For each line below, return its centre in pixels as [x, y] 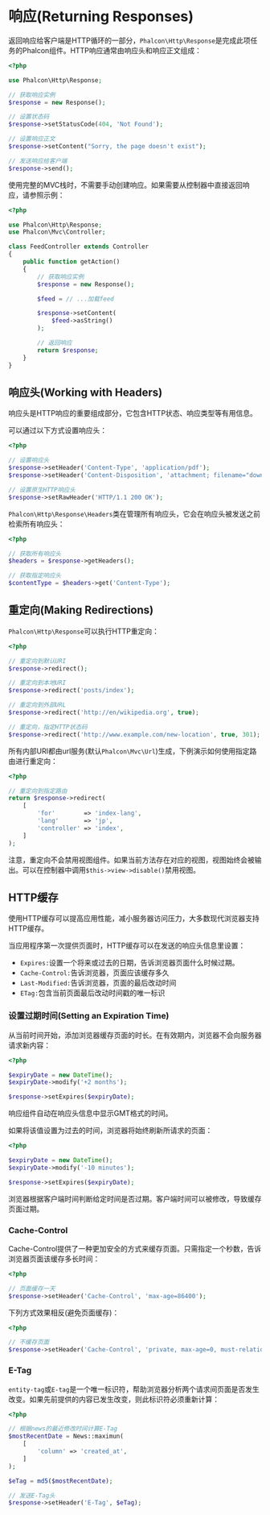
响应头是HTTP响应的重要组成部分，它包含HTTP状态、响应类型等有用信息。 [133, 413]
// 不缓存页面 [29, 1343]
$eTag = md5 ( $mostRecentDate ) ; [61, 1481]
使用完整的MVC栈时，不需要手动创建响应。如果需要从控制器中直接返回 [126, 185]
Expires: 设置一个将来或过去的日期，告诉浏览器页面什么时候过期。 [129, 963]
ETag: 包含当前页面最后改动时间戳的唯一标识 [92, 993]
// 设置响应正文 [32, 139]
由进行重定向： [33, 761]
